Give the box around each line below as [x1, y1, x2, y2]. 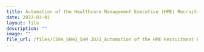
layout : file [6, 20, 39, 26]
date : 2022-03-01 [6, 14, 50, 20]
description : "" [6, 25, 47, 32]
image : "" [6, 31, 32, 37]
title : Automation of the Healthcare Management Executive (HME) [6, 8, 175, 15]
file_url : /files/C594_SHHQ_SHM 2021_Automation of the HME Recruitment [6, 36, 194, 42]
